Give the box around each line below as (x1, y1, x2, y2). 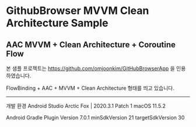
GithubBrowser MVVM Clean (6, 4, 149, 17)
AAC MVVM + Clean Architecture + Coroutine (6, 40, 176, 50)
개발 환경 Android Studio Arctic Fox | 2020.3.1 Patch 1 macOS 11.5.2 (6, 103, 166, 109)
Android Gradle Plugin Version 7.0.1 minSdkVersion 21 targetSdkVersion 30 (6, 114, 185, 121)
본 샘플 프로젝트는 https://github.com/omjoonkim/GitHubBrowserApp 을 (6, 65, 175, 72)
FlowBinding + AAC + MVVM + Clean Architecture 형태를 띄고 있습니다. (6, 84, 175, 91)
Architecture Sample (6, 16, 109, 30)
